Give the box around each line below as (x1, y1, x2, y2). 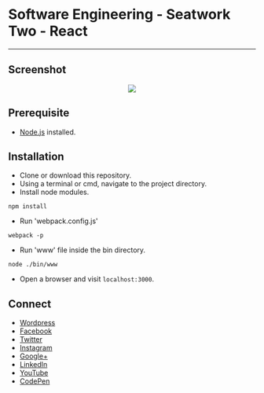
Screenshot (8, 63, 67, 76)
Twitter (19, 335, 43, 344)
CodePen (19, 376, 50, 386)
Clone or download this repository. (19, 171, 132, 180)
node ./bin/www (8, 261, 58, 269)
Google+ (19, 351, 49, 361)
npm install (8, 203, 47, 211)
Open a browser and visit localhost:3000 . (19, 274, 155, 284)
